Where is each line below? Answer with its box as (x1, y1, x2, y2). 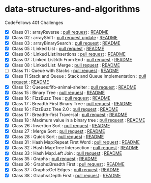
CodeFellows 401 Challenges (4, 20, 63, 25)
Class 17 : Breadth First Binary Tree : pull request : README (11, 100, 132, 106)
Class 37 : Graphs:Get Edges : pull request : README (11, 167, 120, 173)
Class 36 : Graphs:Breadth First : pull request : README (11, 161, 125, 167)
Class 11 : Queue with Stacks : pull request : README (11, 68, 119, 74)
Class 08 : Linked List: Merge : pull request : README (11, 62, 120, 68)
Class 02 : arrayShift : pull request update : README (11, 35, 118, 40)
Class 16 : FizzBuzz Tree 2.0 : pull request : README (11, 106, 119, 112)
